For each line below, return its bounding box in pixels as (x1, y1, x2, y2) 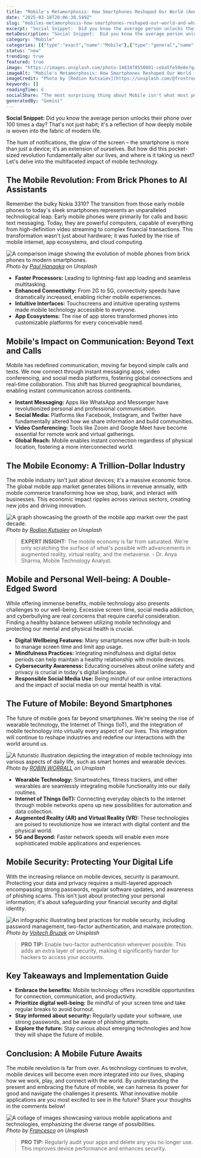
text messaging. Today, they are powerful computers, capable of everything (6, 219, 193, 226)
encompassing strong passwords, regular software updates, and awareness (6, 885, 194, 893)
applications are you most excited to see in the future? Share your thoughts (6, 1096, 191, 1103)
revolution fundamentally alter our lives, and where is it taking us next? (20, 151, 195, 159)
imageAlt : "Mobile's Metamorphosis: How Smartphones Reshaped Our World (6, 70, 191, 76)
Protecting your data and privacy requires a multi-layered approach (6, 879, 172, 887)
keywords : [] (6, 81, 39, 87)
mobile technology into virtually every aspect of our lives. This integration (6, 727, 187, 734)
